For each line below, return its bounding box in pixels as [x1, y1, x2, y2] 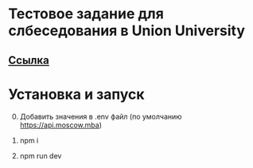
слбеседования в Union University [8, 21, 245, 40]
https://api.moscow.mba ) [19, 120, 102, 130]
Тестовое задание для [8, 5, 165, 23]
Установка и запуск [8, 85, 145, 104]
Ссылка [8, 53, 49, 67]
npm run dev [19, 150, 62, 160]
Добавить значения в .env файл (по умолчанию [19, 111, 182, 121]
